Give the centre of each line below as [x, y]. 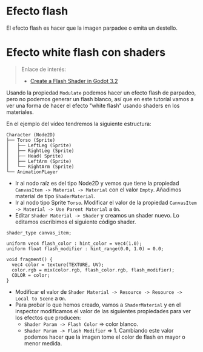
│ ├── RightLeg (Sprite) [40, 151]
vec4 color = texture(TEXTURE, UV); [58, 265]
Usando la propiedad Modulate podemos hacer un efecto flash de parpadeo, [101, 93]
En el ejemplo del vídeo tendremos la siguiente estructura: [79, 124]
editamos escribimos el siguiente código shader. [75, 222]
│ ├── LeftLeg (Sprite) [39, 145]
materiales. [20, 112]
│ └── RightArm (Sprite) [40, 167]
